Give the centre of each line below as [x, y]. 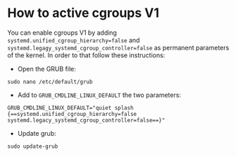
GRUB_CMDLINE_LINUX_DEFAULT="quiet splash [70, 107]
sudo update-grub [33, 146]
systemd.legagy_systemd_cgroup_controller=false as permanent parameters [118, 47]
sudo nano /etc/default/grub [50, 82]
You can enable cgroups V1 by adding [62, 33]
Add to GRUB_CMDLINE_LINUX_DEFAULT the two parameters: [99, 95]
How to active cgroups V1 [83, 13]
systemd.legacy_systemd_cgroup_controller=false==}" [86, 120]
